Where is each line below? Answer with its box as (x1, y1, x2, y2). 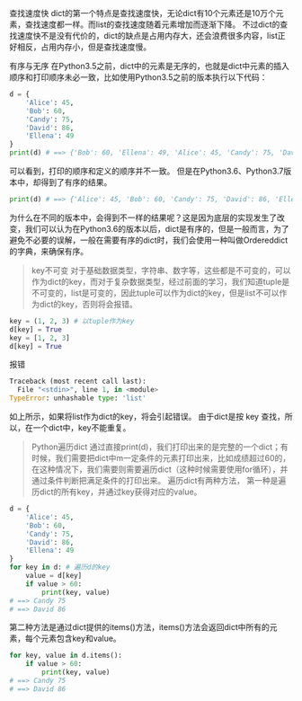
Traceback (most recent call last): (9, 377, 147, 386)
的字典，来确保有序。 (9, 245, 88, 256)
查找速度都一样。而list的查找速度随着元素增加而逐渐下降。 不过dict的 (24, 19, 280, 30)
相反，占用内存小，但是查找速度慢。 (16, 41, 151, 52)
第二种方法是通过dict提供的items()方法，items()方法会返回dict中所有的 (9, 622, 270, 633)
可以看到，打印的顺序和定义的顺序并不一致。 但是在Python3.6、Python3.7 (9, 165, 284, 176)
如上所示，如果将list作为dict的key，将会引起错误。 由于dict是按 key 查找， (9, 412, 285, 421)
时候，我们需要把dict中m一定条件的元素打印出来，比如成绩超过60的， (31, 453, 291, 463)
